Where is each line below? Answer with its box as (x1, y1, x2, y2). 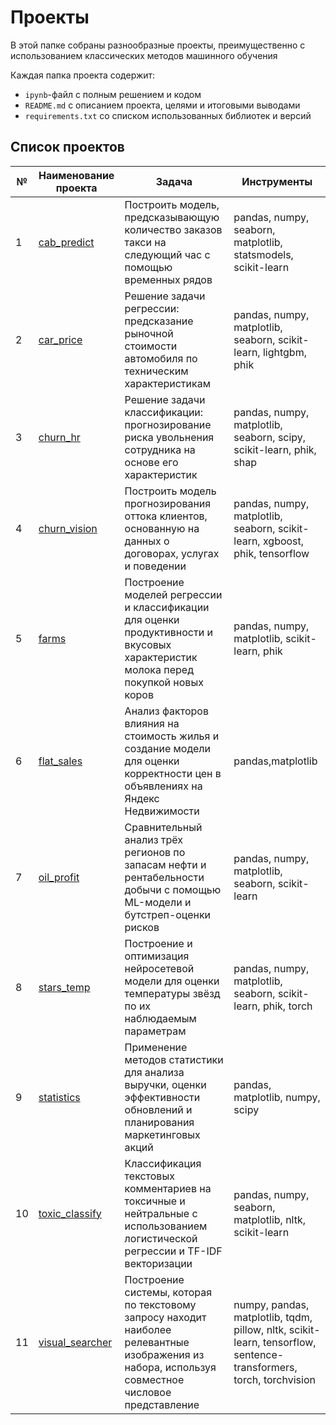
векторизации (124, 1256, 193, 1270)
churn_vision (38, 521, 98, 535)
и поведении (124, 559, 187, 573)
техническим (124, 364, 189, 378)
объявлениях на (124, 779, 203, 793)
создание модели (124, 741, 212, 755)
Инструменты (241, 174, 313, 188)
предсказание (124, 314, 194, 328)
